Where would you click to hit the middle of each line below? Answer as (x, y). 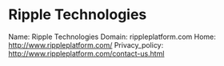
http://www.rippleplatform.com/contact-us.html (86, 53)
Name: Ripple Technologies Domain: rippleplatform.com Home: (112, 37)
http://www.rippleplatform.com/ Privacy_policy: (86, 45)
